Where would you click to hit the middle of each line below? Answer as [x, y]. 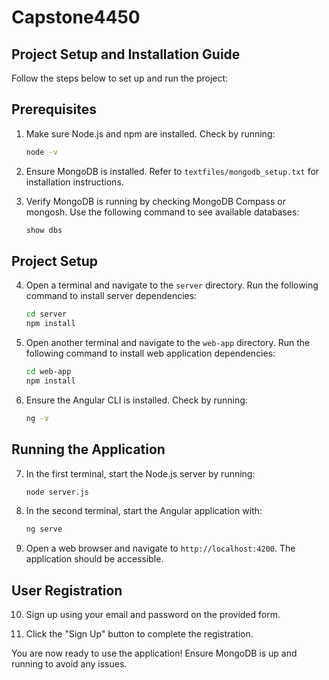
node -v [41, 152]
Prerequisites [54, 109]
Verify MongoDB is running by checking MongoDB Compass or [155, 201]
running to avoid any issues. [69, 664]
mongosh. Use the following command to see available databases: [162, 212]
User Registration [67, 590]
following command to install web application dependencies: [150, 353]
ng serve [44, 529]
